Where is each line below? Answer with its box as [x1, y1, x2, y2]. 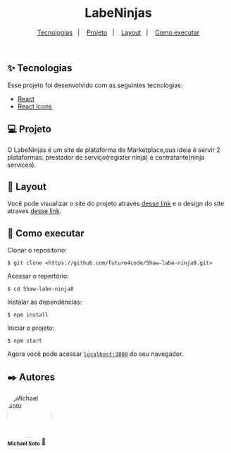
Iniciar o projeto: [7, 324, 55, 332]
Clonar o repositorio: [7, 246, 67, 255]
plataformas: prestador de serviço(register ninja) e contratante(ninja [7, 153, 205, 161]
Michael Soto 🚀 [7, 438, 46, 447]
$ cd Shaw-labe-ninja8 [7, 286, 74, 293]
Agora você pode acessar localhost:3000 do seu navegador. [7, 350, 184, 358]
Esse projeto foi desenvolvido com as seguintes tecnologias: [7, 81, 183, 89]
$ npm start [7, 338, 42, 345]
